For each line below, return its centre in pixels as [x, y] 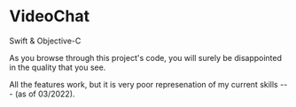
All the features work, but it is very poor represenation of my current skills [144, 84]
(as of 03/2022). [45, 94]
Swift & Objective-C [45, 41]
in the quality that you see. [58, 67]
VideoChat [50, 16]
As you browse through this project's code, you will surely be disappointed [145, 57]
